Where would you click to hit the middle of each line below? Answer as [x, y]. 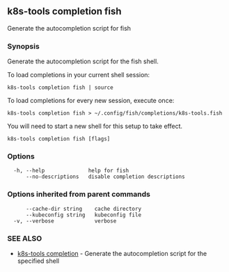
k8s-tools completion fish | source [60, 88]
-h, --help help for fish [71, 171]
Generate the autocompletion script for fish [69, 28]
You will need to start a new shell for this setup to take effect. [95, 126]
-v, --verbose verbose [65, 221]
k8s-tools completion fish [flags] [59, 139]
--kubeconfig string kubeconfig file [83, 215]
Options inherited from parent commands [79, 194]
